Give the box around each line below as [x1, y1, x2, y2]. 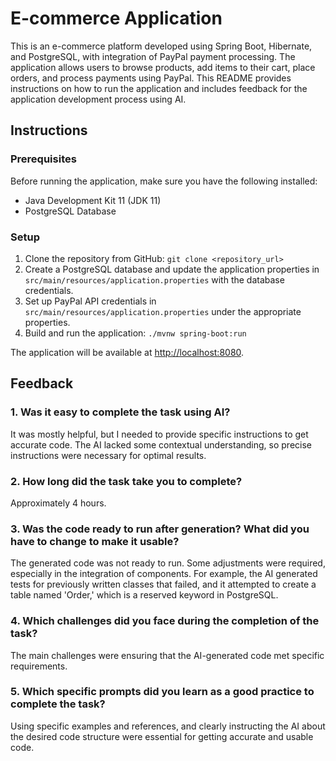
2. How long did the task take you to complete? [10, 474, 243, 488]
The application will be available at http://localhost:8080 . [10, 346, 245, 358]
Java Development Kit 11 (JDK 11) [24, 194, 162, 206]
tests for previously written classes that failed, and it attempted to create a [10, 578, 317, 591]
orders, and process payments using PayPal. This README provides [10, 72, 292, 84]
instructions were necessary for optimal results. [10, 449, 207, 461]
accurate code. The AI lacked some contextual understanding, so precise [10, 438, 312, 451]
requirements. [10, 660, 68, 672]
